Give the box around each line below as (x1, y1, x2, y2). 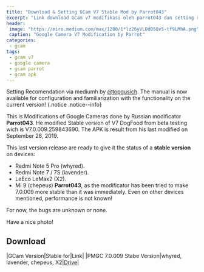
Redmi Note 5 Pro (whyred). (15, 162, 85, 170)
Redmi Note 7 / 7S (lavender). (15, 169, 89, 176)
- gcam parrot (8, 65, 45, 72)
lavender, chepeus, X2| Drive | (6, 259, 80, 266)
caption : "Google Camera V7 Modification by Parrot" (8, 32, 146, 38)
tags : (6, 49, 20, 55)
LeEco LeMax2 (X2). (15, 175, 67, 183)
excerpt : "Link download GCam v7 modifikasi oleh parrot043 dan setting (6, 15, 194, 21)
